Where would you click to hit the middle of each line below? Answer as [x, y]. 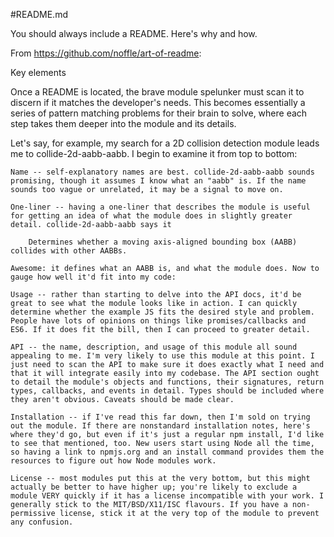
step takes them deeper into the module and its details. [123, 123]
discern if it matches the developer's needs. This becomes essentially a [158, 102]
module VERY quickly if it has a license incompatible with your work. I [167, 496]
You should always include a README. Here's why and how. [134, 33]
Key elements [38, 72]
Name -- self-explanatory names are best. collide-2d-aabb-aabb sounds [162, 172]
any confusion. [42, 522]
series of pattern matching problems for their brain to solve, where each [159, 113]
